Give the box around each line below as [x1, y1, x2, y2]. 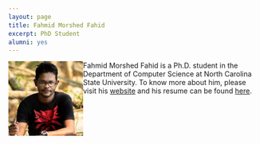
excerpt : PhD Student [8, 29, 81, 37]
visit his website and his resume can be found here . [83, 86, 253, 95]
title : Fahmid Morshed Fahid [8, 21, 105, 29]
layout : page [8, 13, 52, 21]
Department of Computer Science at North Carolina [83, 69, 253, 79]
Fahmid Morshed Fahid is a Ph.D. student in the [83, 60, 238, 71]
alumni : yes [8, 38, 48, 46]
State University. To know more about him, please [83, 78, 246, 88]
